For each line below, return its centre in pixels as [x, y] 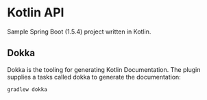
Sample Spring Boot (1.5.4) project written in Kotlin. [79, 32]
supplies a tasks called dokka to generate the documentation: [94, 77]
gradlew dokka [27, 89]
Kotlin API [36, 13]
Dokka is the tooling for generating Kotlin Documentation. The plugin [104, 69]
